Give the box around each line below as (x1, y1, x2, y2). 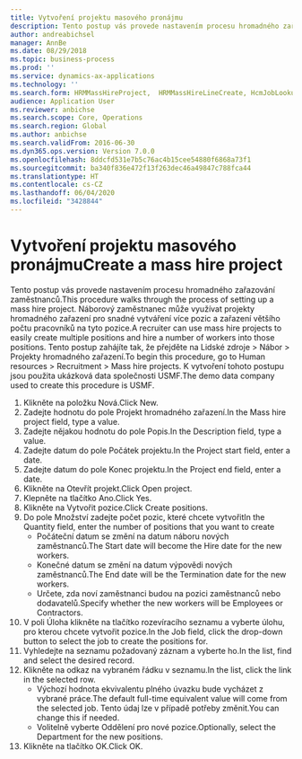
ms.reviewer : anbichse (10, 105, 95, 114)
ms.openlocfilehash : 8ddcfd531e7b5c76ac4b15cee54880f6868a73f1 (10, 154, 252, 164)
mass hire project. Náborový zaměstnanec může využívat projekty (10, 303, 255, 314)
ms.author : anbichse (10, 130, 88, 139)
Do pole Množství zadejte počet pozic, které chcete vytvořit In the (22, 511, 265, 522)
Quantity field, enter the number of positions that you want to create (22, 521, 275, 532)
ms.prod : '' (10, 64, 55, 73)
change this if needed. (36, 711, 120, 723)
